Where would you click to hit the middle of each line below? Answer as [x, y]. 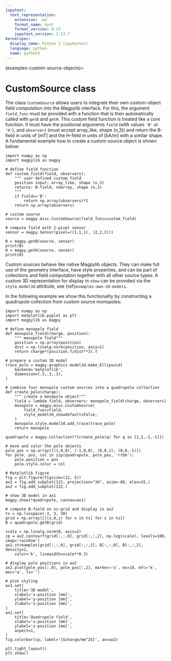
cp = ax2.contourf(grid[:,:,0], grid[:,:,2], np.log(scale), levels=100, [86, 536]
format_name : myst [34, 24]
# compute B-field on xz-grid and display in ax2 [60, 509]
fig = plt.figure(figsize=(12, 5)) [43, 478]
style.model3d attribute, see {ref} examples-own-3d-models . [66, 287]
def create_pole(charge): [33, 392]
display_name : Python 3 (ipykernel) [49, 44]
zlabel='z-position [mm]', [43, 604]
